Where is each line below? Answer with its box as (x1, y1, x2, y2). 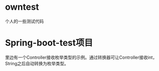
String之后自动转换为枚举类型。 (5, 60, 69, 66)
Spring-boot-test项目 (5, 37, 93, 48)
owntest (5, 1, 39, 13)
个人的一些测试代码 (5, 18, 44, 24)
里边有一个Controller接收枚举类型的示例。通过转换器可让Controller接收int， (5, 54, 158, 60)
